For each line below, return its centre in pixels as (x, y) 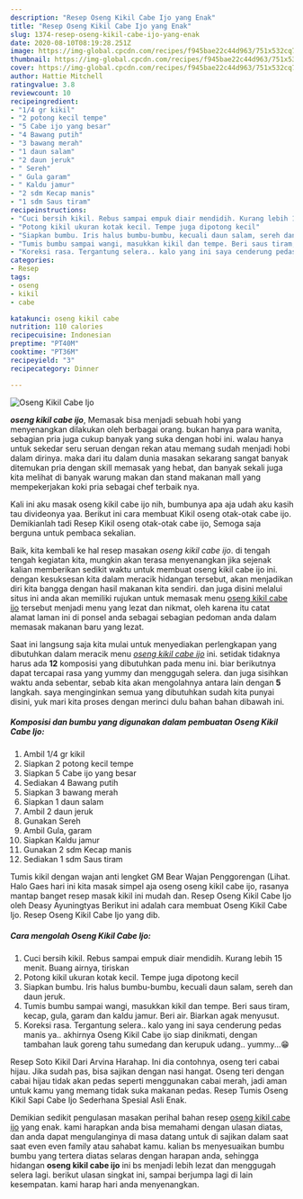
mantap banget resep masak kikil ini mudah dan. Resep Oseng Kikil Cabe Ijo (151, 896)
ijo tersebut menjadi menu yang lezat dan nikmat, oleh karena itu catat (140, 608)
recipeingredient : (45, 101)
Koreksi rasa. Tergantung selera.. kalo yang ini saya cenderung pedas (152, 1025)
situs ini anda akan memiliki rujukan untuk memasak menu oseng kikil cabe (149, 598)
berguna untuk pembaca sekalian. (73, 533)
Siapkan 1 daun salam (63, 802)
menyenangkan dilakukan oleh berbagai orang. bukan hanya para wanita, (146, 429)
